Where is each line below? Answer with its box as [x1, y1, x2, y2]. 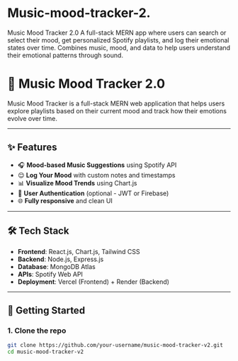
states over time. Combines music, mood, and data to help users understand [7, 43, 231, 52]
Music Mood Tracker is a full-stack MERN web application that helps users [7, 99, 225, 108]
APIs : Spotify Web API [17, 270, 84, 278]
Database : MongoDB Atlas [17, 262, 96, 270]
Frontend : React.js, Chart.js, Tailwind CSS [17, 247, 140, 256]
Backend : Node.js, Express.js [17, 255, 104, 263]
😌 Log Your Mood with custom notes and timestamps [17, 171, 176, 179]
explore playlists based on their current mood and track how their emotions [7, 106, 227, 115]
